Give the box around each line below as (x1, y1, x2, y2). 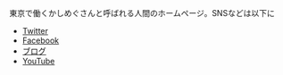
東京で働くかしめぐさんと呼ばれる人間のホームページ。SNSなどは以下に (9, 8, 275, 18)
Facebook (21, 35, 60, 46)
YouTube (21, 56, 55, 66)
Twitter (21, 26, 49, 36)
